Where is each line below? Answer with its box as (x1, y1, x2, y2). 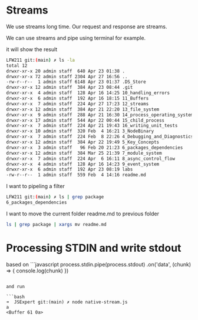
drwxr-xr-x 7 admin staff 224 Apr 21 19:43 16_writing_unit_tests (6, 123, 178, 129)
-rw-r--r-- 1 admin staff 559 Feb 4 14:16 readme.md (6, 172, 146, 178)
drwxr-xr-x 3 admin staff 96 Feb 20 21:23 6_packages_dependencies (6, 145, 183, 151)
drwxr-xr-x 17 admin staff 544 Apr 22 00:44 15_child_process (6, 117, 165, 124)
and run (6, 284, 25, 289)
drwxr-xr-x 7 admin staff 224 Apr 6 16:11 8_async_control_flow (6, 155, 176, 162)
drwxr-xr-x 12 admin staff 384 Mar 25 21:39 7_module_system (6, 150, 162, 156)
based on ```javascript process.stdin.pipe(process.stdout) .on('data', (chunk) (6, 261, 192, 268)
